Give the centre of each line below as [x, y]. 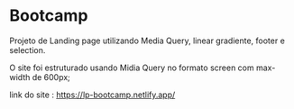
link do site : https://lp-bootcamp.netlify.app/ [92, 95]
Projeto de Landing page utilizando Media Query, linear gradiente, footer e [147, 41]
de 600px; [51, 77]
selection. [28, 50]
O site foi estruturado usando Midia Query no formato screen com [132, 68]
